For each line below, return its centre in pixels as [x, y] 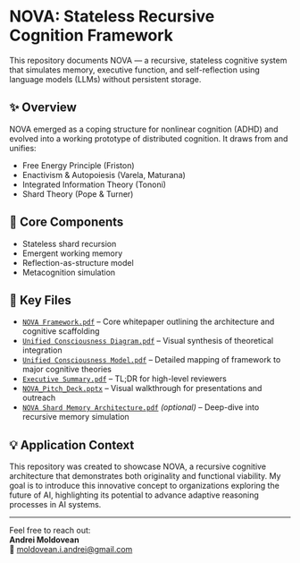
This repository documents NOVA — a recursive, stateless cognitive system [148, 60]
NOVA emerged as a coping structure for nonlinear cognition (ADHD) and [144, 129]
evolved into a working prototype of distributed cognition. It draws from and [149, 138]
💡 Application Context [72, 445]
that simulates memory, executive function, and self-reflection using [135, 70]
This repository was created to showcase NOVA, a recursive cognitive [137, 466]
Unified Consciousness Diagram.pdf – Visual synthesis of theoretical [148, 341]
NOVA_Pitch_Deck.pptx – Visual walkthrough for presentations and [142, 388]
